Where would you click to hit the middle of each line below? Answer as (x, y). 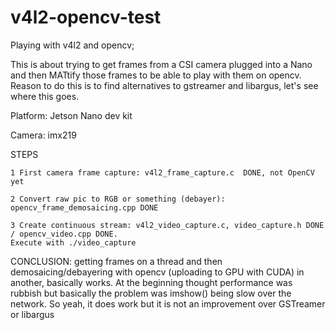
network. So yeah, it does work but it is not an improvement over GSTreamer (168, 303)
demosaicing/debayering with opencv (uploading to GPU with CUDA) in (157, 272)
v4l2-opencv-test (86, 17)
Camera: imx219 (43, 135)
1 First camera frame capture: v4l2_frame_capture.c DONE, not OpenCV (162, 172)
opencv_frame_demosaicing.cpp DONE (84, 207)
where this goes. (45, 96)
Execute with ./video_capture (73, 242)
